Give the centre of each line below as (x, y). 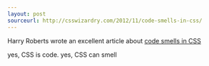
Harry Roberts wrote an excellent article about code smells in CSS (104, 40)
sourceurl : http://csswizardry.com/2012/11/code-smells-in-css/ (105, 21)
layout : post (27, 14)
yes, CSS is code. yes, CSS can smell (62, 55)
